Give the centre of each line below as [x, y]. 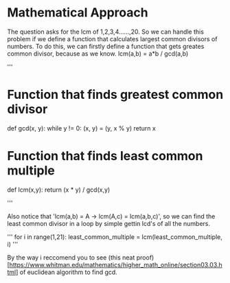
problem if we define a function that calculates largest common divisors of [112, 38]
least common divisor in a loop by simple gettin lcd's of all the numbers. [109, 223]
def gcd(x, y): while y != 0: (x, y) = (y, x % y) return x [81, 128]
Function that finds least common [105, 156]
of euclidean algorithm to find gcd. [69, 272]
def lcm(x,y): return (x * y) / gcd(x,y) [59, 190]
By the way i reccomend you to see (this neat [71, 257]
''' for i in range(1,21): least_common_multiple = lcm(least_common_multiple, [115, 237]
